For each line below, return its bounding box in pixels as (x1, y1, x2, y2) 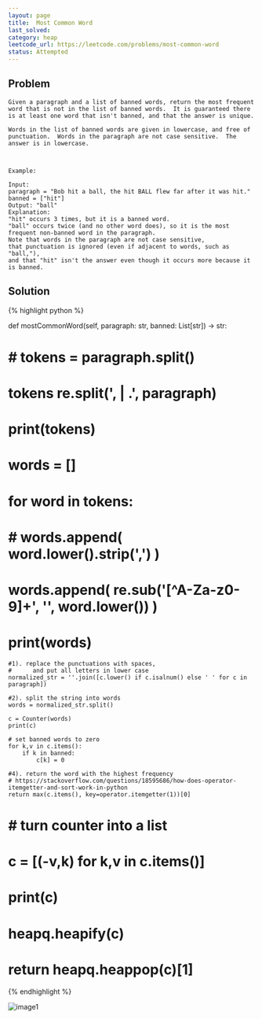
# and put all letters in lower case (8, 666, 149, 674)
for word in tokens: (8, 493, 133, 510)
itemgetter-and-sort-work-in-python (8, 784, 128, 792)
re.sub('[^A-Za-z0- (113, 581, 241, 599)
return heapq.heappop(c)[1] (8, 961, 194, 978)
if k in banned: (22, 749, 76, 757)
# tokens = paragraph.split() (8, 348, 195, 366)
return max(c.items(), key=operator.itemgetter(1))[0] (8, 790, 191, 799)
